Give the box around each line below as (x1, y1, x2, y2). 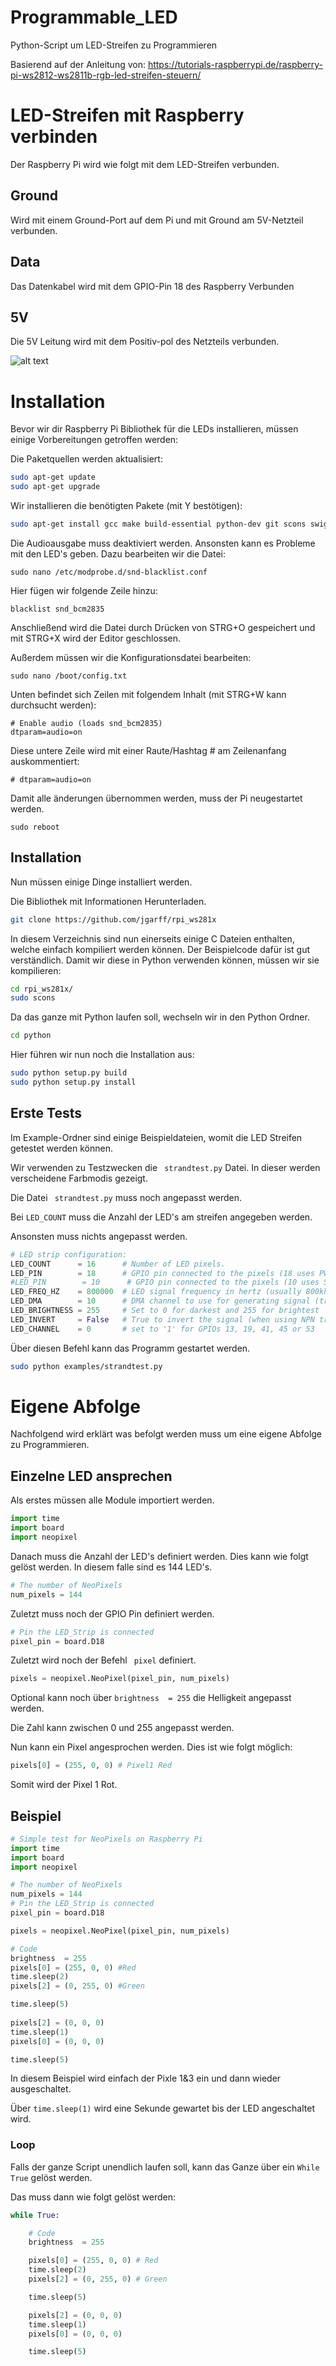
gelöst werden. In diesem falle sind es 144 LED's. (10, 1561, 213, 1573)
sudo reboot (10, 822, 60, 832)
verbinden (10, 126, 98, 148)
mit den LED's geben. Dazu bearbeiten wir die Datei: (10, 547, 226, 560)
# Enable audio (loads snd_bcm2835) (10, 718, 163, 728)
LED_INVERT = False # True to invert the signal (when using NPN (10, 1314, 315, 1325)
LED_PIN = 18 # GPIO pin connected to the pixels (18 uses (10, 1268, 315, 1278)
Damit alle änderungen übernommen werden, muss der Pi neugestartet (10, 792, 303, 804)
